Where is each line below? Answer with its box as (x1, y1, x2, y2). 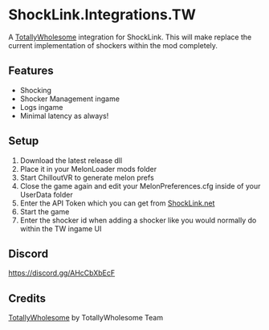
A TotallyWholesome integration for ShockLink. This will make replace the (8, 32, 252, 42)
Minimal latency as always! (19, 111, 109, 120)
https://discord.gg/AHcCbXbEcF (8, 268, 116, 278)
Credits (8, 291, 47, 305)
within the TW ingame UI (19, 223, 102, 234)
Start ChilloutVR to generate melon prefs (19, 173, 154, 182)
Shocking (19, 85, 52, 95)
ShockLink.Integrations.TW (8, 6, 197, 24)
